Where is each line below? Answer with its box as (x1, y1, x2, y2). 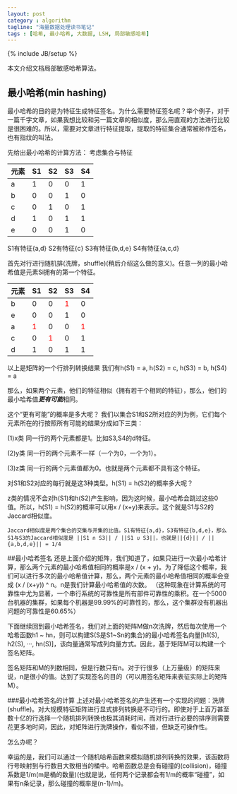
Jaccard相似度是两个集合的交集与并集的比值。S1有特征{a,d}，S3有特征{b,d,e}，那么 (7, 527, 227, 534)
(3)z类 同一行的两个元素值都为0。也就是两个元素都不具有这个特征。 (7, 464, 205, 473)
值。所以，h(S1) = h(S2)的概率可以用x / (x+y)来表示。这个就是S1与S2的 (7, 503, 214, 511)
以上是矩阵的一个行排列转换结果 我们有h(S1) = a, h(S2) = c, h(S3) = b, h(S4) (7, 364, 227, 372)
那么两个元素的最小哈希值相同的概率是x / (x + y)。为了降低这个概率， (19, 563, 221, 571)
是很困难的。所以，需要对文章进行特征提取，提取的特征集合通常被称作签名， (7, 124, 230, 133)
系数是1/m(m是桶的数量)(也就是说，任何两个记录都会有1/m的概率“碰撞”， (7, 771, 219, 779)
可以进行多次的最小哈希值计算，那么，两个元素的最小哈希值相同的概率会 (13, 571, 224, 580)
